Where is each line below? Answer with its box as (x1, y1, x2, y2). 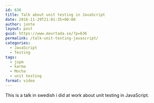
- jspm (10, 59, 24, 64)
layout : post (5, 26, 33, 31)
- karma (10, 64, 26, 69)
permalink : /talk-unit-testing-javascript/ (5, 36, 99, 41)
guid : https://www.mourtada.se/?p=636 (5, 31, 87, 36)
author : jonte (5, 21, 35, 27)
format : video (5, 78, 35, 83)
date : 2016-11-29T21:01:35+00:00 (5, 17, 76, 22)
